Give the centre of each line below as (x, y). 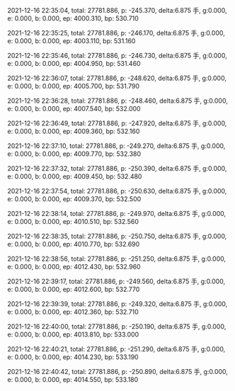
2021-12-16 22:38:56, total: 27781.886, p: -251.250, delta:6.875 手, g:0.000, (117, 259)
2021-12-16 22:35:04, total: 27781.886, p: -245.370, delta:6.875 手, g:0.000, (117, 10)
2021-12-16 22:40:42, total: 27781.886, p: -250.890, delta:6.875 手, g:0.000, (118, 372)
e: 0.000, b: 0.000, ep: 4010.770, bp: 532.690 (74, 244)
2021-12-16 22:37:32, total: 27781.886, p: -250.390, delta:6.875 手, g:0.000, (117, 168)
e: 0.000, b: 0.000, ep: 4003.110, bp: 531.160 (71, 41)
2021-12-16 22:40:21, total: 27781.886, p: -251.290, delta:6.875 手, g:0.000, (116, 349)
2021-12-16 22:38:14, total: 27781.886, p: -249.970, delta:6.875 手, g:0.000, (117, 214)
